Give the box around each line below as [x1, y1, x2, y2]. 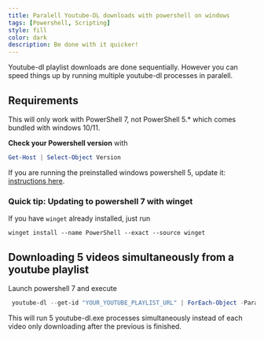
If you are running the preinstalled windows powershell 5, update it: [8, 167, 226, 177]
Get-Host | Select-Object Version [8, 153, 122, 162]
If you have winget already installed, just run [8, 214, 151, 223]
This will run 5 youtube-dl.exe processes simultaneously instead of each [8, 313, 243, 322]
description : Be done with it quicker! [8, 41, 139, 49]
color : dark [8, 33, 47, 42]
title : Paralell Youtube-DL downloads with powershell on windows [8, 11, 230, 20]
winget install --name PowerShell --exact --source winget [8, 229, 206, 237]
